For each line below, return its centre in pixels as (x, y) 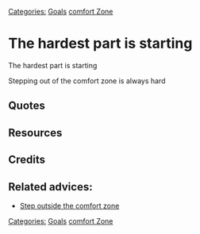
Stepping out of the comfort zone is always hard (87, 81)
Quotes (27, 106)
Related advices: (50, 187)
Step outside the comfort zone (69, 205)
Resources (35, 133)
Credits (27, 160)
